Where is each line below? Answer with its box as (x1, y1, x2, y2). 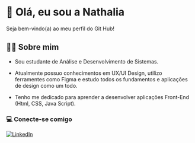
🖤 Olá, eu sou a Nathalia (6, 5, 125, 19)
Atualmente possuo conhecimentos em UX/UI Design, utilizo (14, 69, 162, 77)
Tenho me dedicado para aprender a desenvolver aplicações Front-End (14, 93, 190, 100)
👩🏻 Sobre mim (6, 42, 59, 52)
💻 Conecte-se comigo (6, 115, 72, 123)
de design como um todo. (14, 82, 78, 89)
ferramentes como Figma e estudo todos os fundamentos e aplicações (14, 75, 188, 82)
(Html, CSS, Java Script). (14, 100, 76, 107)
